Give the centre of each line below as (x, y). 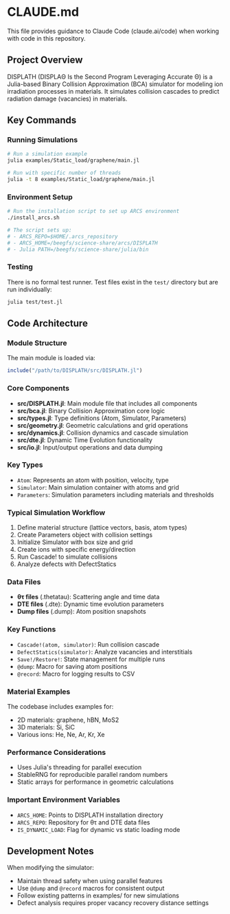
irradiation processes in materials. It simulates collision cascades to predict (113, 91)
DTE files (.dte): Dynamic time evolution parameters (91, 604)
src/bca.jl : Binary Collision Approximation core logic (91, 411)
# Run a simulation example (47, 154)
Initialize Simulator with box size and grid (75, 542)
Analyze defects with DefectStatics (67, 564)
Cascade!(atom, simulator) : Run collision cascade (88, 644)
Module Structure (37, 343)
